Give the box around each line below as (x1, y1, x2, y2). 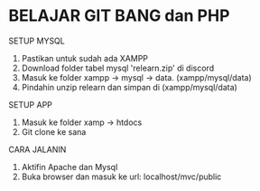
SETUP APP (8, 99, 53, 110)
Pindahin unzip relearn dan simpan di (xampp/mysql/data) (21, 81, 238, 92)
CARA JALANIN (8, 144, 67, 155)
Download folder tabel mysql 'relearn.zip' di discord (21, 62, 214, 73)
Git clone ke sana (21, 126, 87, 137)
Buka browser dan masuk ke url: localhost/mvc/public (21, 171, 222, 182)
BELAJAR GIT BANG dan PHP (8, 5, 230, 26)
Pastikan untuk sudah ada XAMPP (21, 53, 149, 63)
